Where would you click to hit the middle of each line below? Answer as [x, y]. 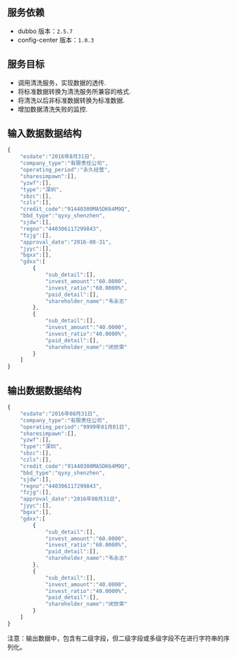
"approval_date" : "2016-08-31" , [66, 242]
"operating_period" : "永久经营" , [65, 170]
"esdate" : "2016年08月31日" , [60, 414]
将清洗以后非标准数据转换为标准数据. [71, 100]
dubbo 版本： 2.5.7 [45, 31]
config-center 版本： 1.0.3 [56, 40]
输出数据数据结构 [44, 390]
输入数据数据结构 [44, 134]
